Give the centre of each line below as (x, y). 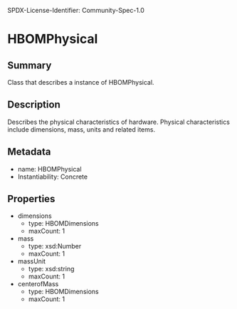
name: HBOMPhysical (49, 169)
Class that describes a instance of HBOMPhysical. (81, 82)
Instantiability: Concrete (52, 177)
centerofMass (38, 284)
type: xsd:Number (55, 246)
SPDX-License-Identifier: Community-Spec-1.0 (76, 10)
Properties (31, 199)
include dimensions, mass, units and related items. (81, 129)
